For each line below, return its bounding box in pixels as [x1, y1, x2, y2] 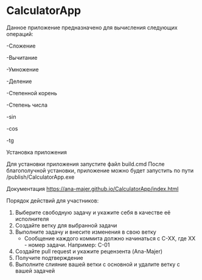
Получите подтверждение [15, 254, 83, 261]
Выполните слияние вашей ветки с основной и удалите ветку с [15, 260, 181, 268]
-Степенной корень [6, 89, 58, 96]
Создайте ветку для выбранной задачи [15, 221, 117, 229]
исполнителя [15, 215, 49, 223]
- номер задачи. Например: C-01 [24, 241, 110, 248]
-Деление [6, 77, 32, 85]
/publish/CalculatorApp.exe [6, 173, 75, 181]
